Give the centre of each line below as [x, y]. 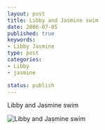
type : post [23, 53]
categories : [24, 60]
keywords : [22, 40]
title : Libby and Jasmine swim [53, 20]
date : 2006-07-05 [33, 27]
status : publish [31, 85]
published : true [31, 33]
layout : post [26, 14]
